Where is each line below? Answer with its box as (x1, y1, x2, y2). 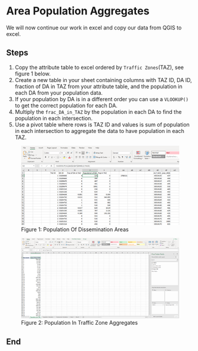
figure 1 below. (14, 70, 51, 77)
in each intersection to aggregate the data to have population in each (14, 127, 185, 134)
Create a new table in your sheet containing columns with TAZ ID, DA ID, (14, 76, 192, 83)
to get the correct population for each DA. (14, 102, 118, 109)
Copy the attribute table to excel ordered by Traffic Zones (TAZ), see (14, 63, 184, 71)
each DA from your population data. (14, 89, 103, 96)
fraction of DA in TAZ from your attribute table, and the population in (14, 83, 183, 90)
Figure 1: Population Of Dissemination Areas (21, 226, 129, 233)
